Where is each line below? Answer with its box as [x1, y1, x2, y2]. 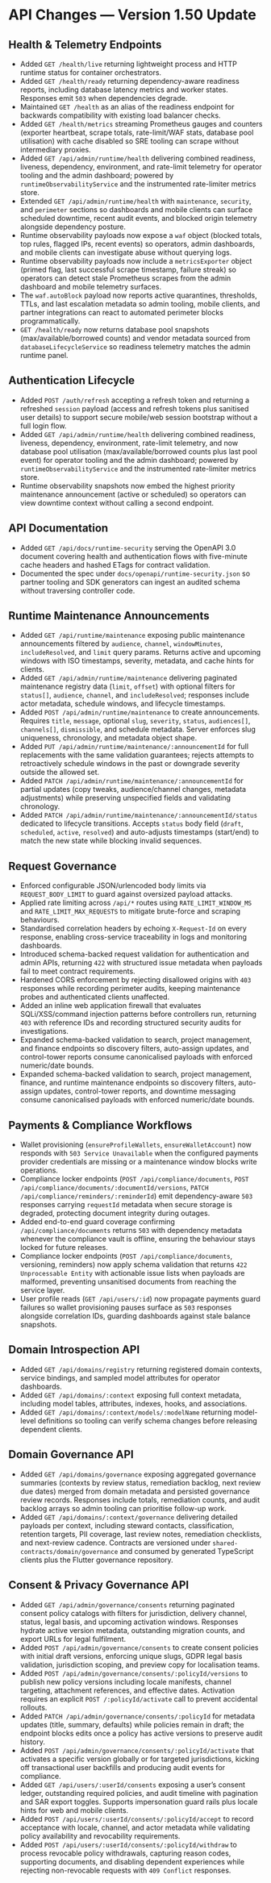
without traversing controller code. [19, 585, 135, 595]
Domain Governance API [8, 1448, 135, 1461]
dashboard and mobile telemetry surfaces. [19, 282, 162, 291]
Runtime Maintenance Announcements [8, 609, 210, 623]
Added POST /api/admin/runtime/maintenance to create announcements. [19, 707, 261, 717]
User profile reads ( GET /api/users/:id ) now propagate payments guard [19, 1294, 261, 1304]
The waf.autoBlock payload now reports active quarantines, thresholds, [19, 290, 257, 300]
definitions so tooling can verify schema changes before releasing [37, 1415, 258, 1425]
